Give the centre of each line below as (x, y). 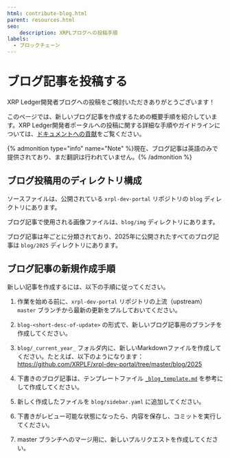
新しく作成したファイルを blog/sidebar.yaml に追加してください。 (111, 401)
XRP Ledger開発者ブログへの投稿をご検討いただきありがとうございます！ (111, 102)
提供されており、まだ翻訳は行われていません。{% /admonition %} (100, 157)
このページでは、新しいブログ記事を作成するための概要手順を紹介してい (109, 116)
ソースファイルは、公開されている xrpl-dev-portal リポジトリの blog (105, 198)
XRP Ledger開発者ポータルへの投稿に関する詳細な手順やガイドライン (116, 125)
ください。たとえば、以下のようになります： (80, 356)
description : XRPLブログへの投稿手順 (69, 33)
